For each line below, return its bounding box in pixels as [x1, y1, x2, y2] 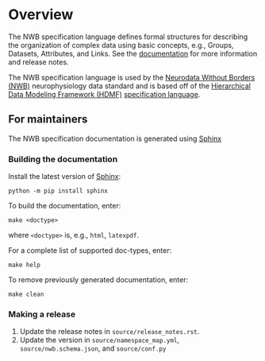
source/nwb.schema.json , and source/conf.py [19, 344, 167, 353]
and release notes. [8, 57, 69, 67]
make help [8, 261, 41, 270]
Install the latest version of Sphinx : [8, 172, 121, 181]
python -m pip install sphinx [8, 187, 109, 196]
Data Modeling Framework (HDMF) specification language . [8, 89, 201, 99]
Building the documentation [8, 153, 118, 165]
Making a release [8, 309, 76, 320]
